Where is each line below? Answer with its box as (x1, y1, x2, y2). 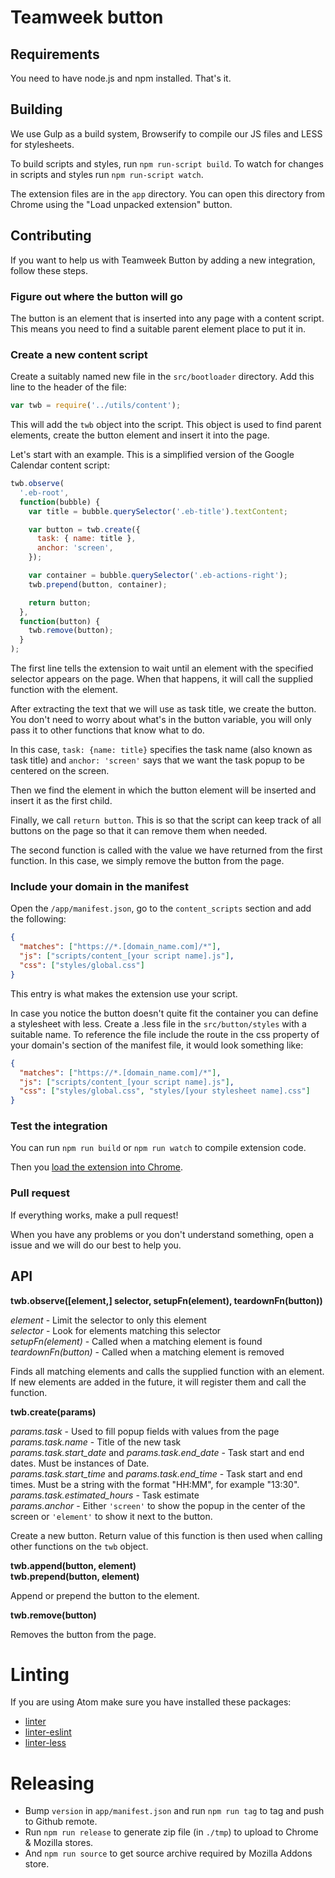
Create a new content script (10, 347, 148, 361)
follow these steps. (10, 264, 88, 276)
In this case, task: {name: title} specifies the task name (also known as (10, 744, 313, 756)
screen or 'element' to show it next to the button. (10, 1510, 213, 1522)
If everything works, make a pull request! (10, 1209, 179, 1221)
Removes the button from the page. (10, 1628, 157, 1640)
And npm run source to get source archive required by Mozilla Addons (24, 1847, 313, 1860)
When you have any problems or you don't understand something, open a (10, 1228, 315, 1240)
